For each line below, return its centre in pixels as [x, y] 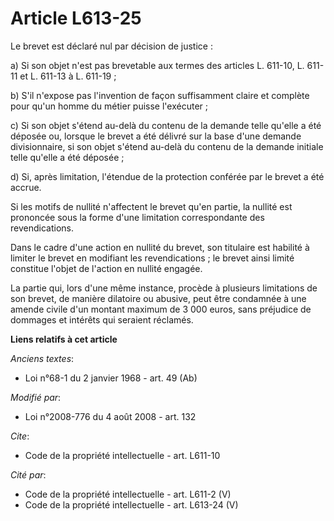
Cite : [20, 436]
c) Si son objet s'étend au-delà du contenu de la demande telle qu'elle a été [166, 125]
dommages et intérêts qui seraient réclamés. [102, 319]
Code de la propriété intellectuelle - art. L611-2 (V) [128, 494]
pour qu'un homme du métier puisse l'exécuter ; [109, 106]
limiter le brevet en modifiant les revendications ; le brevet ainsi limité [152, 258]
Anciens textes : [42, 358]
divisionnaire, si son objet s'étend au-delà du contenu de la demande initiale [167, 146]
